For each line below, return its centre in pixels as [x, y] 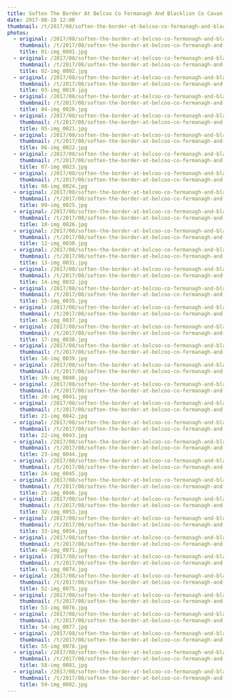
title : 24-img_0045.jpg [54, 474]
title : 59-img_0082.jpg [54, 685]
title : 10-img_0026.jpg [54, 224]
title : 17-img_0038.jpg [54, 340]
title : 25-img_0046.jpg [54, 493]
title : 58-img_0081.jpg [54, 665]
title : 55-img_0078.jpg [54, 646]
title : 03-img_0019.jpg [54, 90]
